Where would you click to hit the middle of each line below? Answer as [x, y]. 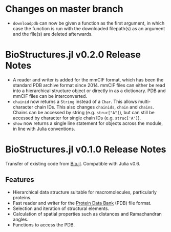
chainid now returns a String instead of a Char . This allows [75, 101]
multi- [144, 101]
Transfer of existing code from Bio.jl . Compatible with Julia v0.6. [73, 163]
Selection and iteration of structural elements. [61, 208]
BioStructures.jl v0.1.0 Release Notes [86, 150]
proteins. [22, 197]
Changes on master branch [65, 9]
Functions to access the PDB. [44, 225]
